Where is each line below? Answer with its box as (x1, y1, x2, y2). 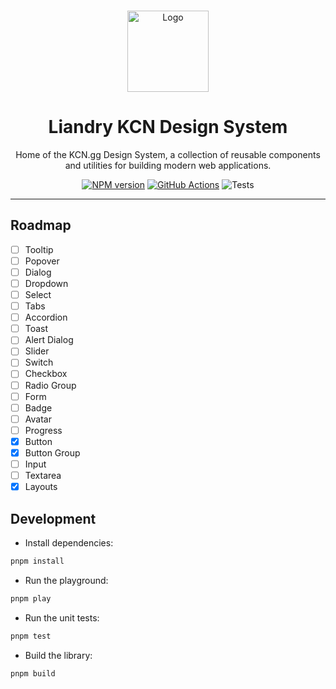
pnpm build (10, 668, 56, 679)
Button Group (24, 446, 81, 459)
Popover (24, 255, 60, 267)
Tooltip (24, 243, 54, 255)
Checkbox (24, 368, 68, 380)
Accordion (24, 311, 68, 324)
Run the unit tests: (24, 611, 100, 624)
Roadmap (10, 217, 72, 234)
